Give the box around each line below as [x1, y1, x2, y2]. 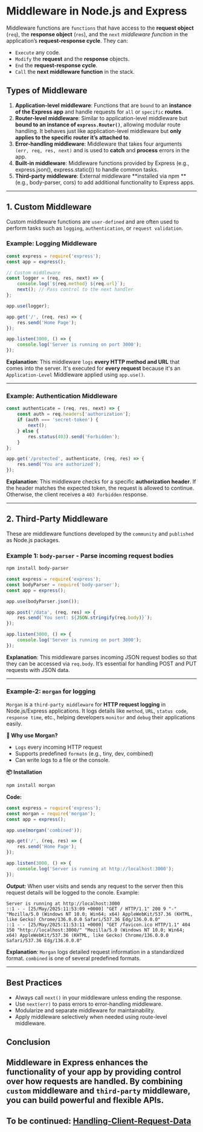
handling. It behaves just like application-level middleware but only [14, 127, 182, 134]
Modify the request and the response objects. [14, 55, 130, 62]
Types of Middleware [6, 86, 88, 96]
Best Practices [6, 978, 62, 988]
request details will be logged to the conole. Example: [6, 888, 140, 896]
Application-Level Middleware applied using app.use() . [6, 371, 146, 378]
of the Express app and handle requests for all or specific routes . [14, 108, 183, 115]
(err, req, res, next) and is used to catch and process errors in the [14, 146, 190, 154]
